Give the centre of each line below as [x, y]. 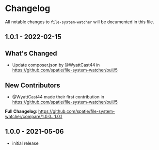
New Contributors [33, 85]
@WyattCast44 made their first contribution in [58, 96]
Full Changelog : [21, 111]
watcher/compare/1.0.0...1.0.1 [34, 116]
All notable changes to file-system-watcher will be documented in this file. [79, 22]
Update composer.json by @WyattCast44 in [56, 65]
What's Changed [31, 53]
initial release [25, 143]
